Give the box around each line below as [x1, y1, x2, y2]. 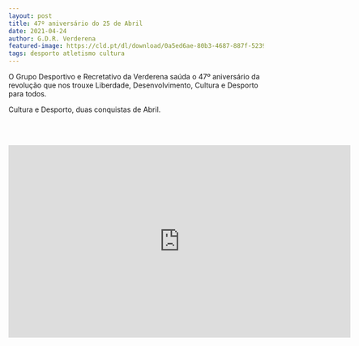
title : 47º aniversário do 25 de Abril [8, 19, 143, 28]
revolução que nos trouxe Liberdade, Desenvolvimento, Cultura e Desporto [8, 80, 259, 90]
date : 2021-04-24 [8, 27, 67, 35]
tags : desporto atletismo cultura [8, 49, 126, 58]
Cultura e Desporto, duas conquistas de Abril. [8, 105, 161, 114]
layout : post [8, 11, 53, 20]
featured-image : [8, 42, 63, 50]
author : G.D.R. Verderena [8, 34, 96, 43]
